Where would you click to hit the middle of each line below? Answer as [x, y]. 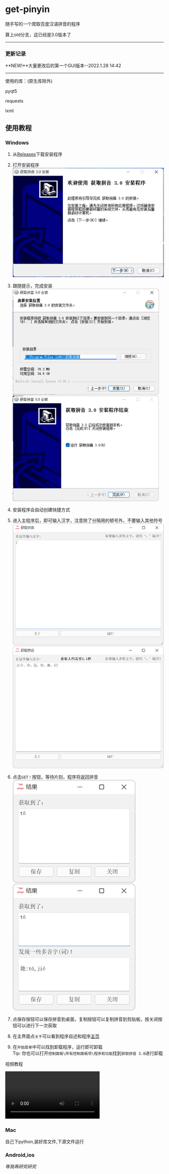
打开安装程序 [26, 165]
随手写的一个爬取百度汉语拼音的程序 [43, 24]
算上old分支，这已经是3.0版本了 [38, 34]
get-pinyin [28, 9]
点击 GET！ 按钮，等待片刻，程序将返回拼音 [55, 777]
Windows [17, 142]
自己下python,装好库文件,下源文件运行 [45, 1141]
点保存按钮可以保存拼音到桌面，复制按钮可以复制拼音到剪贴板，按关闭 [85, 1019]
